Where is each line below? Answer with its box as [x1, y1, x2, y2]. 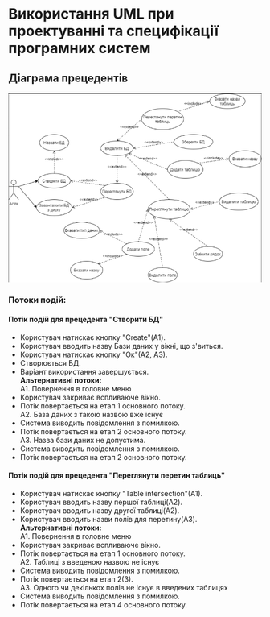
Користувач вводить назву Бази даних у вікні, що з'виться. [19, 341, 223, 350]
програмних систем [8, 39, 151, 57]
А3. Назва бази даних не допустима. [19, 435, 146, 445]
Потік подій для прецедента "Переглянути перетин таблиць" [8, 470, 226, 480]
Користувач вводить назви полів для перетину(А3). [19, 514, 198, 524]
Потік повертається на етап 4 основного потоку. [19, 599, 187, 609]
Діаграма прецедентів [8, 71, 129, 85]
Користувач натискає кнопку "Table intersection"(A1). [19, 488, 203, 498]
